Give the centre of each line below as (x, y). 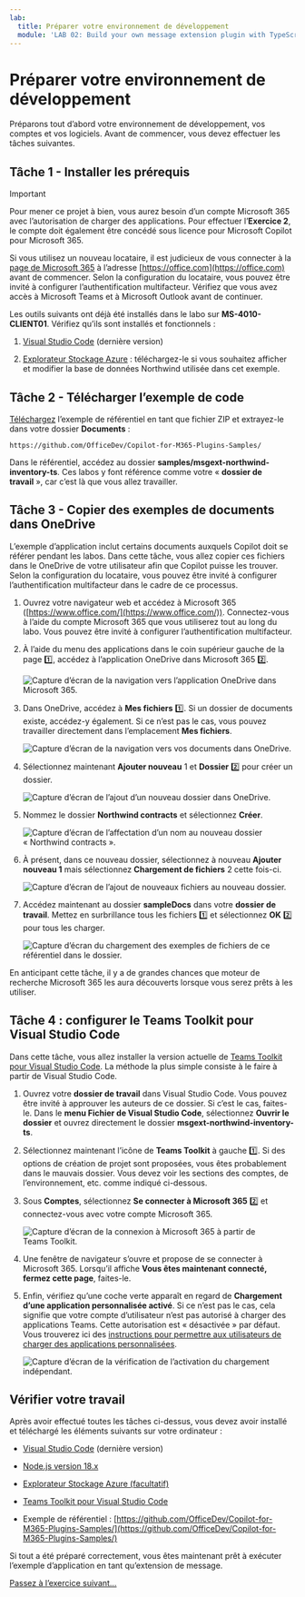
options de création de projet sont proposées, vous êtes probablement (155, 1163)
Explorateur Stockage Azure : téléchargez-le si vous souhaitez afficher (155, 359)
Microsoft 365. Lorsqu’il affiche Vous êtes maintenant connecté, (145, 1268)
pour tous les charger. (64, 927)
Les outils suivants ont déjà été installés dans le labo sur (114, 314)
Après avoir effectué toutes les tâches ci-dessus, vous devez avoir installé (148, 1422)
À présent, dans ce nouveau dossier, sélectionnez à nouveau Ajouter (152, 859)
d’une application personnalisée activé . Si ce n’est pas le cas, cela (149, 1305)
